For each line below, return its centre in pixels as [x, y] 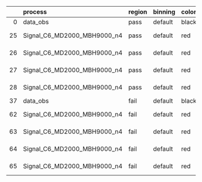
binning [164, 12]
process [35, 12]
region [138, 12]
